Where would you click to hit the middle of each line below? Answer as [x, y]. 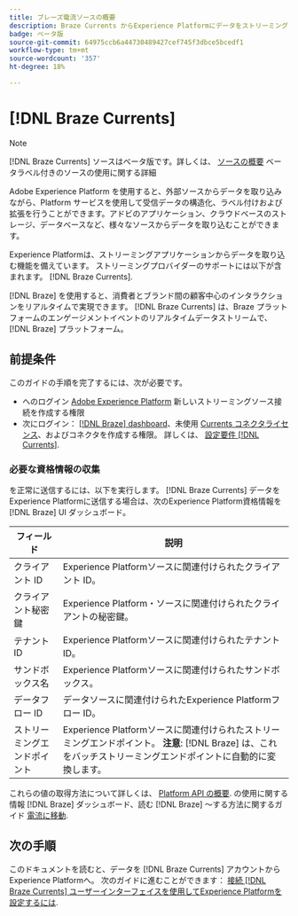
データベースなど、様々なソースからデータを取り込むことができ [156, 224]
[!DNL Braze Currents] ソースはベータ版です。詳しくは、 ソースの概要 [137, 161]
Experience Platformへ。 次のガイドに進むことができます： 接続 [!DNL [137, 880]
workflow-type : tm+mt [49, 51]
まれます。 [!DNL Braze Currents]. [71, 277]
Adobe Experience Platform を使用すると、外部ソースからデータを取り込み [145, 191]
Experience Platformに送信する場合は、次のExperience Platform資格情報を [145, 501]
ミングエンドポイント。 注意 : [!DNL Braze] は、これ [170, 743]
